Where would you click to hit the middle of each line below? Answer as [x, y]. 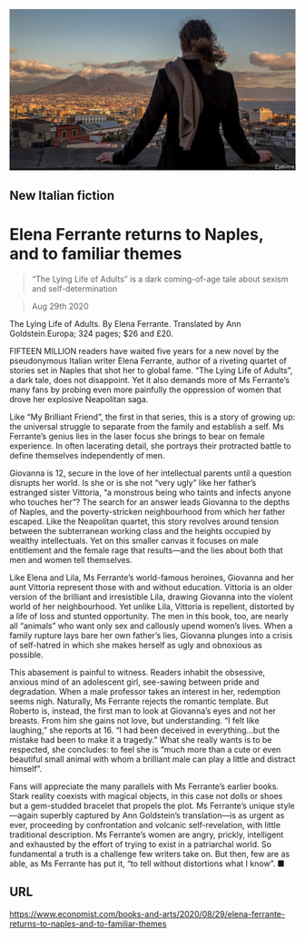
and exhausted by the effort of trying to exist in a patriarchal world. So [141, 844]
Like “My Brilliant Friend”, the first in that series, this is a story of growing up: [152, 417]
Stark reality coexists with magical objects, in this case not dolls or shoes [146, 795]
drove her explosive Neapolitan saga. [79, 399]
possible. [26, 655]
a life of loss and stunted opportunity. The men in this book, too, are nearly [149, 616]
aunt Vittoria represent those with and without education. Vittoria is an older [151, 587]
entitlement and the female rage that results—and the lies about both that [146, 550]
